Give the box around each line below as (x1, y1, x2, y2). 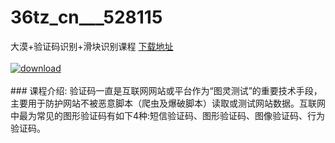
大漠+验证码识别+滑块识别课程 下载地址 (10, 40, 174, 52)
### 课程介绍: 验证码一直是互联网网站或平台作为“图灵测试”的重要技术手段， (10, 84, 323, 96)
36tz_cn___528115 (10, 6, 163, 29)
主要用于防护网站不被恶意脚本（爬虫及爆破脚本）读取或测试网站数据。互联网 (10, 97, 326, 109)
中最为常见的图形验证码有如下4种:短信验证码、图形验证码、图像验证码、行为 (10, 109, 326, 121)
